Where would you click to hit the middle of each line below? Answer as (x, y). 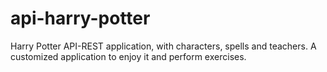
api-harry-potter (80, 18)
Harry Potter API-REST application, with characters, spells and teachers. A (163, 46)
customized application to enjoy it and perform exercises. (128, 56)
